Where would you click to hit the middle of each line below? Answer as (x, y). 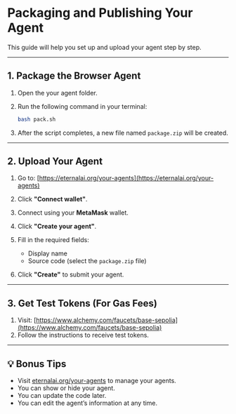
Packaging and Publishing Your (100, 13)
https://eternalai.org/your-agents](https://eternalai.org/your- (126, 178)
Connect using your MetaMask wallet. (73, 213)
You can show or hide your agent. (66, 388)
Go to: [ (28, 178)
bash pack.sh (37, 119)
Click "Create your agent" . (57, 227)
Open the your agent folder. (57, 93)
